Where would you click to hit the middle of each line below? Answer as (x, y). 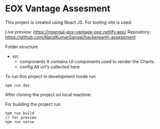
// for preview (21, 117)
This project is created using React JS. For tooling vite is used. (69, 22)
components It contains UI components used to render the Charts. (87, 61)
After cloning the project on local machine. (49, 94)
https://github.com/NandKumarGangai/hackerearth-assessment (70, 37)
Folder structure (22, 46)
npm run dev (17, 85)
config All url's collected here (50, 67)
